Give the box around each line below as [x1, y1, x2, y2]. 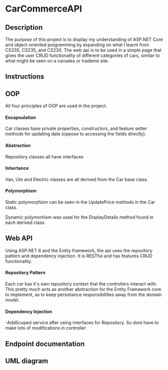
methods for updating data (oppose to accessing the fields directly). [5, 131, 147, 137]
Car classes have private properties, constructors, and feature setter [5, 125, 147, 131]
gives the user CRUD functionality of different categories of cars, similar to [5, 52, 160, 58]
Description [5, 23, 43, 32]
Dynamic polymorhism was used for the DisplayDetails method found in [5, 214, 154, 220]
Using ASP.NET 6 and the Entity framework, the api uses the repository [5, 247, 152, 253]
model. [5, 297, 20, 303]
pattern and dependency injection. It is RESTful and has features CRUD [5, 253, 152, 259]
